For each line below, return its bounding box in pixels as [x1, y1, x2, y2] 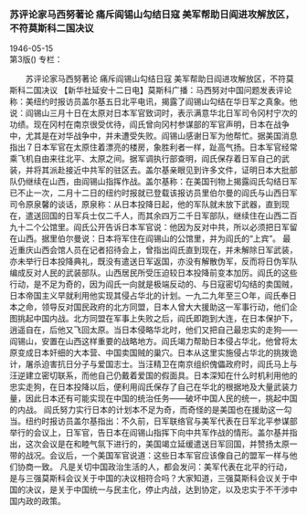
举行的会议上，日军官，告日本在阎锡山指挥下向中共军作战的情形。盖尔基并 [9, 427, 290, 438]
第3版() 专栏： [9, 54, 63, 65]
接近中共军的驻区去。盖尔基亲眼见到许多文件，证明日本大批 [65, 164, 290, 175]
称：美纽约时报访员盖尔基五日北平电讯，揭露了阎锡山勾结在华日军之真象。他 [9, 96, 298, 107]
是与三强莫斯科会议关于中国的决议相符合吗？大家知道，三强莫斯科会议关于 [9, 473, 290, 484]
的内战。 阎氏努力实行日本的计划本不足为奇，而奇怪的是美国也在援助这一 [9, 405, 284, 415]
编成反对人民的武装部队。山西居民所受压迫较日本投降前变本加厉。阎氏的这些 [9, 268, 298, 279]
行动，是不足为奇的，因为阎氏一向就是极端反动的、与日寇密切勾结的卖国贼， [9, 279, 298, 289]
